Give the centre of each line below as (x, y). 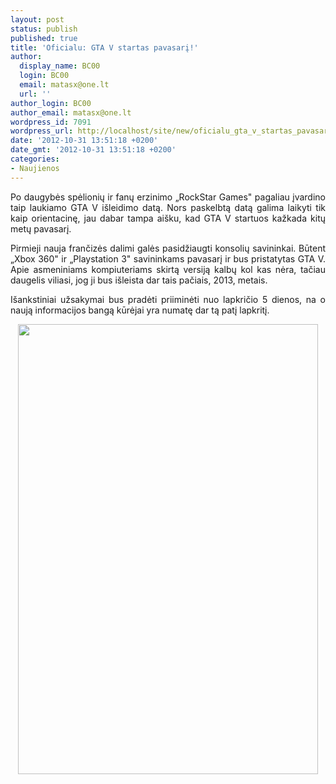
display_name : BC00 (60, 66)
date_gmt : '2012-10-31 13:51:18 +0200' (93, 150)
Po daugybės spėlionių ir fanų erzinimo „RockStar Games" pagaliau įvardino (168, 197)
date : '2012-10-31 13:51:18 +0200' (84, 141)
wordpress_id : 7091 (51, 122)
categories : (35, 159)
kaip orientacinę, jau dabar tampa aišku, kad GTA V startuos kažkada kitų (168, 218)
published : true (44, 38)
